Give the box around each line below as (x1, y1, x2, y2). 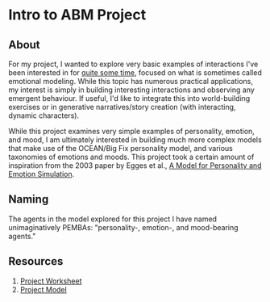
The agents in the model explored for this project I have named (8, 214, 218, 224)
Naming (8, 192, 49, 207)
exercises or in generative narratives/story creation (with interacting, (8, 103, 236, 111)
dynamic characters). (8, 111, 79, 120)
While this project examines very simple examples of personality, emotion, (8, 127, 255, 136)
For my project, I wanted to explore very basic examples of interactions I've (8, 59, 259, 69)
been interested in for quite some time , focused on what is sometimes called (8, 68, 262, 78)
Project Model (19, 284, 67, 294)
